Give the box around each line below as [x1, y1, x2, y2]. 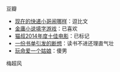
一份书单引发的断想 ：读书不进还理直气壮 [14, 40, 114, 47]
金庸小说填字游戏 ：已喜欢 [14, 25, 78, 32]
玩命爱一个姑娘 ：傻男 [14, 47, 67, 54]
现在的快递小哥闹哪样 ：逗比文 [14, 18, 88, 25]
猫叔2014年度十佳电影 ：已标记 [14, 32, 90, 40]
